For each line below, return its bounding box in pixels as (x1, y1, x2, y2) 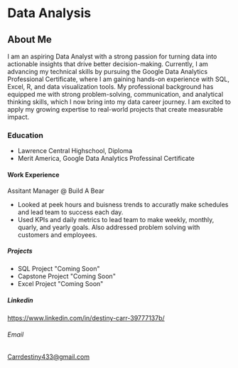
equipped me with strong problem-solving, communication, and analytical (7, 90, 224, 98)
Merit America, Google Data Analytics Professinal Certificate (17, 154, 195, 163)
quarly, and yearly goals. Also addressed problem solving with (17, 223, 200, 231)
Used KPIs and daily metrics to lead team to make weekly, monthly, (17, 215, 215, 224)
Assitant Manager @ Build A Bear (7, 186, 105, 195)
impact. (7, 112, 30, 121)
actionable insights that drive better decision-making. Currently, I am (7, 60, 208, 68)
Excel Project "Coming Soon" (17, 280, 104, 288)
